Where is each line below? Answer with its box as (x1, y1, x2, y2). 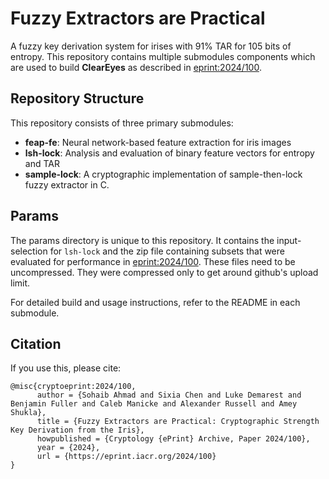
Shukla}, (10, 408, 47, 418)
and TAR (24, 157, 60, 169)
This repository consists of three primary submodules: (10, 117, 234, 129)
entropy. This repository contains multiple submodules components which (10, 50, 316, 62)
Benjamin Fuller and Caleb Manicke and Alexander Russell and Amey (10, 399, 298, 409)
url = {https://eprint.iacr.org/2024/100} (36, 452, 217, 462)
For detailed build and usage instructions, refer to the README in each (10, 296, 301, 308)
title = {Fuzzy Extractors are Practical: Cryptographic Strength (36, 417, 320, 427)
